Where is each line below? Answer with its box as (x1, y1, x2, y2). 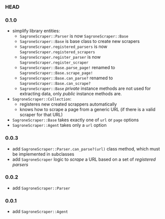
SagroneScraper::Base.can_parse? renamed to (19, 75, 113, 81)
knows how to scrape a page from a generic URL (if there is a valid (19, 107, 156, 112)
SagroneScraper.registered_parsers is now (19, 43, 108, 50)
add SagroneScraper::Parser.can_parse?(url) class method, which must (12, 146, 160, 151)
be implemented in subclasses (12, 151, 75, 157)
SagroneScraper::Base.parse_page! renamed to (19, 65, 115, 71)
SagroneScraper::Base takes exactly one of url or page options (12, 117, 139, 123)
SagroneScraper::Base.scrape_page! (19, 71, 93, 76)
